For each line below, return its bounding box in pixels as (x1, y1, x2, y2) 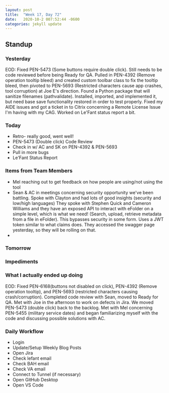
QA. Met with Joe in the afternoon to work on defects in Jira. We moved (5, 299, 154, 305)
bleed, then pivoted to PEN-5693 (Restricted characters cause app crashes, (5, 83, 163, 89)
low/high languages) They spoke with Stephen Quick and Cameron (12, 200, 151, 206)
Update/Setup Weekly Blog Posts (12, 344, 81, 350)
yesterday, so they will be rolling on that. (12, 227, 97, 233)
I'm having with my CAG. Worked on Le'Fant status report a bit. (5, 109, 136, 115)
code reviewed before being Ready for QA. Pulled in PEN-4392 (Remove (5, 71, 155, 78)
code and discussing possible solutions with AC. (5, 315, 106, 321)
